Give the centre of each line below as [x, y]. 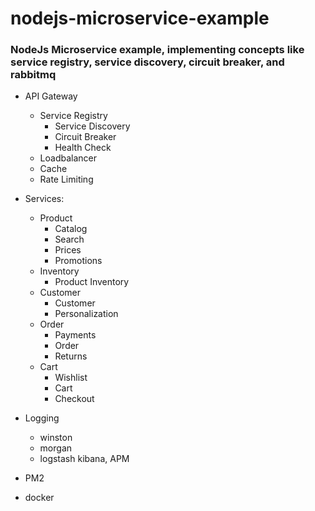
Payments [75, 335]
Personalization [86, 314]
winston [56, 438]
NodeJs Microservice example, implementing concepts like [157, 50]
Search [69, 239]
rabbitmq [33, 75]
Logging [42, 418]
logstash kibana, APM [84, 459]
